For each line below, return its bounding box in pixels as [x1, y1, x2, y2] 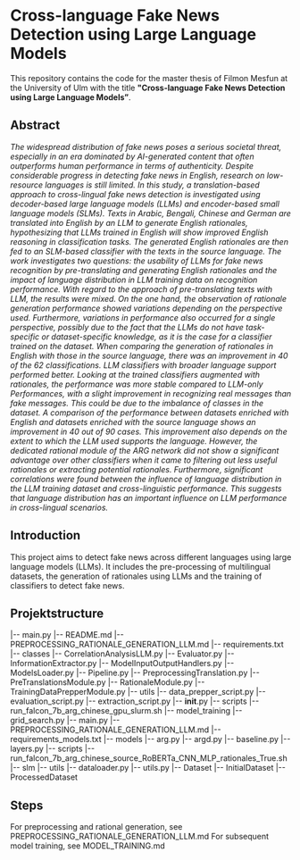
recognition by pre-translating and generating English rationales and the [10, 264, 278, 275]
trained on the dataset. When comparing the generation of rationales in [10, 340, 274, 351]
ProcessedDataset [10, 772, 79, 782]
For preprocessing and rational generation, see [10, 822, 183, 832]
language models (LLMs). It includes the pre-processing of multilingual [10, 561, 271, 572]
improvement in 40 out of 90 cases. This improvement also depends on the [10, 426, 288, 437]
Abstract [10, 118, 61, 133]
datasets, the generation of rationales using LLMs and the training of [10, 571, 262, 581]
